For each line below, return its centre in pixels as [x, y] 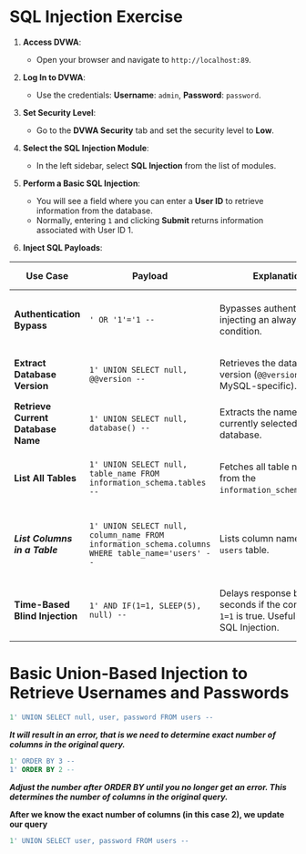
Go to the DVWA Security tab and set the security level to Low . [155, 130]
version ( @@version [260, 374]
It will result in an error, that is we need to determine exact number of [143, 735]
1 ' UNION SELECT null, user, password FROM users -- [112, 717]
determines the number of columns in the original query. [119, 797]
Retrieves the [248, 363]
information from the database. [94, 211]
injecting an [245, 319]
